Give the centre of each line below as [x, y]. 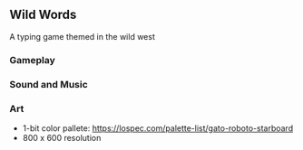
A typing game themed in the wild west [83, 36]
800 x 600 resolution [62, 137]
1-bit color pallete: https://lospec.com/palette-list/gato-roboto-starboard [157, 128]
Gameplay [33, 60]
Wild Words [43, 15]
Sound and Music [49, 84]
